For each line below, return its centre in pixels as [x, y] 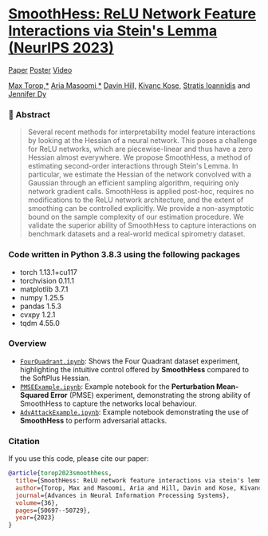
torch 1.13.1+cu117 [48, 272]
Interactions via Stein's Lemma [113, 31]
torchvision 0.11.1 [47, 280]
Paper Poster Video [40, 69]
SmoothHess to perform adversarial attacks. [93, 420]
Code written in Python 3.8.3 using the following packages [124, 255]
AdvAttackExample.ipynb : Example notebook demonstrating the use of [134, 411]
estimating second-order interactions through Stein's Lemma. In [133, 166]
